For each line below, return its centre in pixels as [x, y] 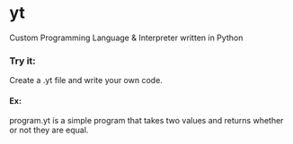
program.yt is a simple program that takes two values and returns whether [146, 121]
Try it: [22, 61]
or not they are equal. [49, 130]
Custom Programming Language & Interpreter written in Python [126, 38]
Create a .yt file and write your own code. [86, 80]
